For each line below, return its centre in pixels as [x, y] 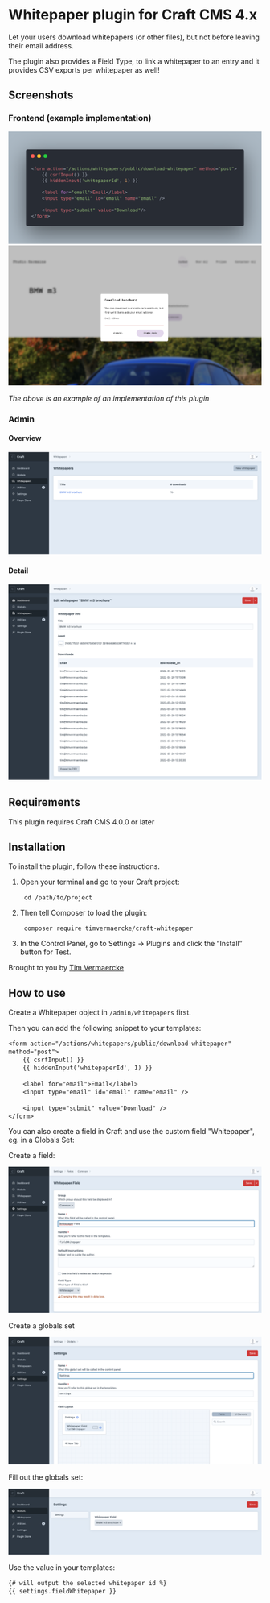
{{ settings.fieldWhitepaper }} [62, 1592]
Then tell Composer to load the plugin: [83, 913]
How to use [37, 993]
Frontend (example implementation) [80, 118]
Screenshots [41, 96]
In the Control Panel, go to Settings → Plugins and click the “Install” [131, 944]
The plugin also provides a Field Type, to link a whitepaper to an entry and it [134, 61]
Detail [18, 571]
